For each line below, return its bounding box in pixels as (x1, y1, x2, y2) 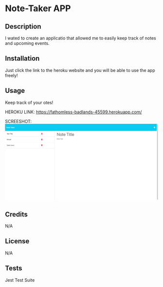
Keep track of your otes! (5, 99, 53, 105)
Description (5, 22, 41, 31)
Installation (5, 54, 40, 63)
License (5, 237, 30, 246)
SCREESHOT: (5, 118, 32, 124)
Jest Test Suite (5, 277, 35, 283)
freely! (5, 72, 18, 78)
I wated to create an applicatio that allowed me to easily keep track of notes (5, 35, 156, 41)
